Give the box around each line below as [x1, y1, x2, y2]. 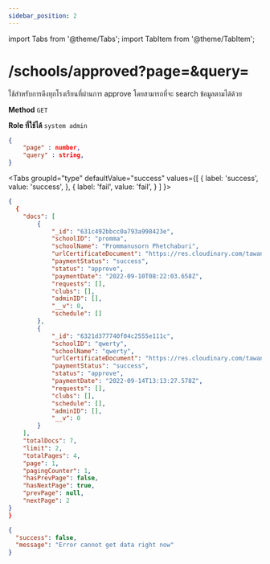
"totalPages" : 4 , [22, 451, 81, 459]
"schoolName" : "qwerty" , [51, 347, 135, 355]
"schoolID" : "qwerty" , [51, 340, 128, 348]
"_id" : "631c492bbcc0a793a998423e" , [51, 227, 174, 236]
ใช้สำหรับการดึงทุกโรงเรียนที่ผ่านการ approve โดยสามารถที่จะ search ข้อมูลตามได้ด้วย [8, 89, 243, 98]
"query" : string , [22, 151, 84, 159]
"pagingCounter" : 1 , [22, 467, 92, 475]
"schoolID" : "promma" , [51, 235, 128, 243]
